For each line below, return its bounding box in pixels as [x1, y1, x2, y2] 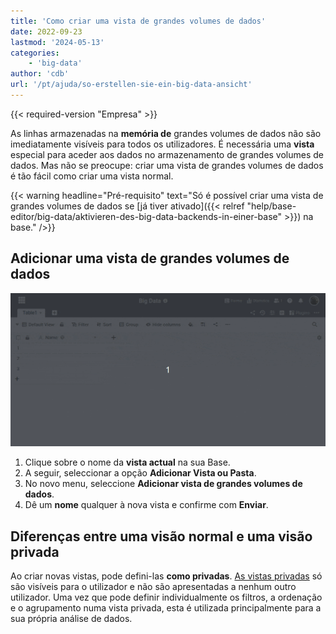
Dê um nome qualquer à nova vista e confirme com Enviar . [24, 499, 269, 511]
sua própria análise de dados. [10, 613, 133, 625]
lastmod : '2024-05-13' [10, 37, 105, 47]
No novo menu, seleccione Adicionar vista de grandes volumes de [24, 478, 303, 490]
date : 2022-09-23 [10, 26, 83, 37]
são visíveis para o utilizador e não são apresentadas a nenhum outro [10, 581, 297, 593]
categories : [10, 48, 60, 58]
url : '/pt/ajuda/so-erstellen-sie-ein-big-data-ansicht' [10, 80, 253, 90]
